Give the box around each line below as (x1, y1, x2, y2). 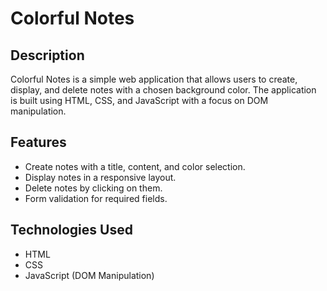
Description (10, 47, 85, 64)
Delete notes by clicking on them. (24, 182, 163, 194)
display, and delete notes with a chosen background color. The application (10, 84, 317, 96)
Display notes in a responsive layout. (24, 171, 177, 183)
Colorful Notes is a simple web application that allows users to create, (10, 73, 298, 85)
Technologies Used (10, 222, 133, 239)
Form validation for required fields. (24, 192, 168, 204)
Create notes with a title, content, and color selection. (24, 160, 246, 172)
